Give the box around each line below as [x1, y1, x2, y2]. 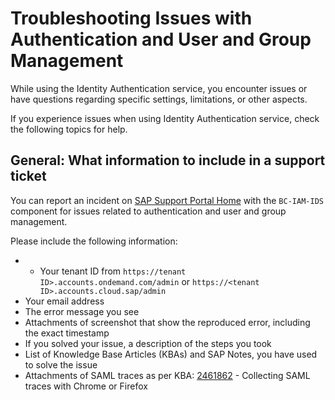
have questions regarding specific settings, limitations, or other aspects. [10, 93, 308, 105]
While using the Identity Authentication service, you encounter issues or [10, 82, 308, 94]
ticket [10, 168, 47, 185]
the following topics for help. [10, 123, 128, 135]
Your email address [24, 295, 105, 307]
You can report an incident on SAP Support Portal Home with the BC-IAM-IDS [10, 194, 324, 206]
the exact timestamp [24, 327, 110, 339]
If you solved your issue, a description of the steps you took [24, 337, 272, 349]
